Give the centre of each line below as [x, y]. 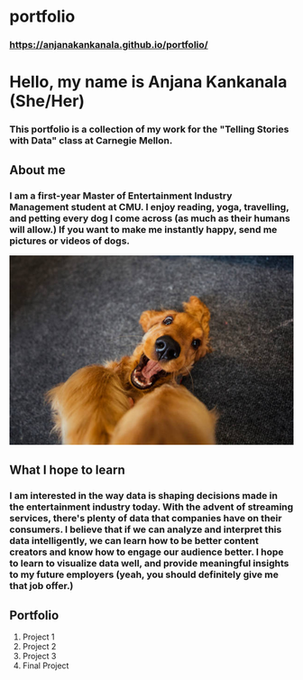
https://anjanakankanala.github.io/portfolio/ [109, 45]
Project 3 [39, 657]
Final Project [46, 666]
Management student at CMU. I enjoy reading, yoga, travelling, [149, 207]
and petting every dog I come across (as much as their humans [150, 218]
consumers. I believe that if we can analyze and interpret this [146, 529]
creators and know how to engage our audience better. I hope [147, 552]
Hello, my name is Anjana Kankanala [148, 82]
